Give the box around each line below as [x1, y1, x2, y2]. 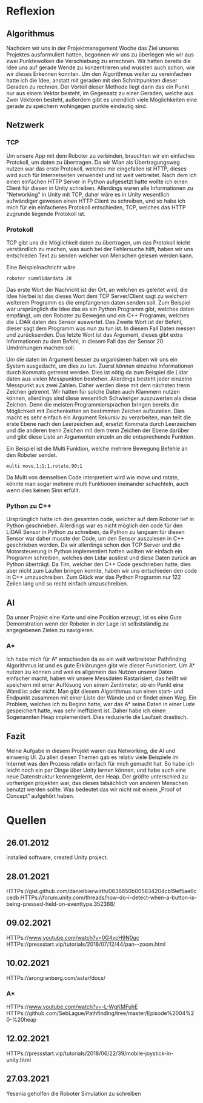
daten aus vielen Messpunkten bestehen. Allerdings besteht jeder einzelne [6, 375, 193, 382]
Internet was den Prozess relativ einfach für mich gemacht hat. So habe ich [6, 760, 195, 767]
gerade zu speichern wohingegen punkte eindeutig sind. [6, 103, 147, 110]
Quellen [6, 814, 47, 828]
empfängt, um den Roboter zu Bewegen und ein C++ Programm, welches [6, 311, 190, 319]
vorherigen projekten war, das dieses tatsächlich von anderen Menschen [6, 780, 188, 787]
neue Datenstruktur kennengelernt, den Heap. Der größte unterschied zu [6, 773, 188, 780]
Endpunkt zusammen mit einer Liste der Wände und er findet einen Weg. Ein [6, 694, 197, 701]
